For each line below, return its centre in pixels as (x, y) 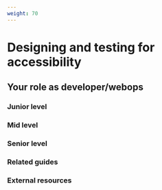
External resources (39, 180)
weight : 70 (23, 13)
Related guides (33, 162)
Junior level (27, 107)
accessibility (44, 62)
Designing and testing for (81, 47)
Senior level (27, 143)
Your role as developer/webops (76, 87)
